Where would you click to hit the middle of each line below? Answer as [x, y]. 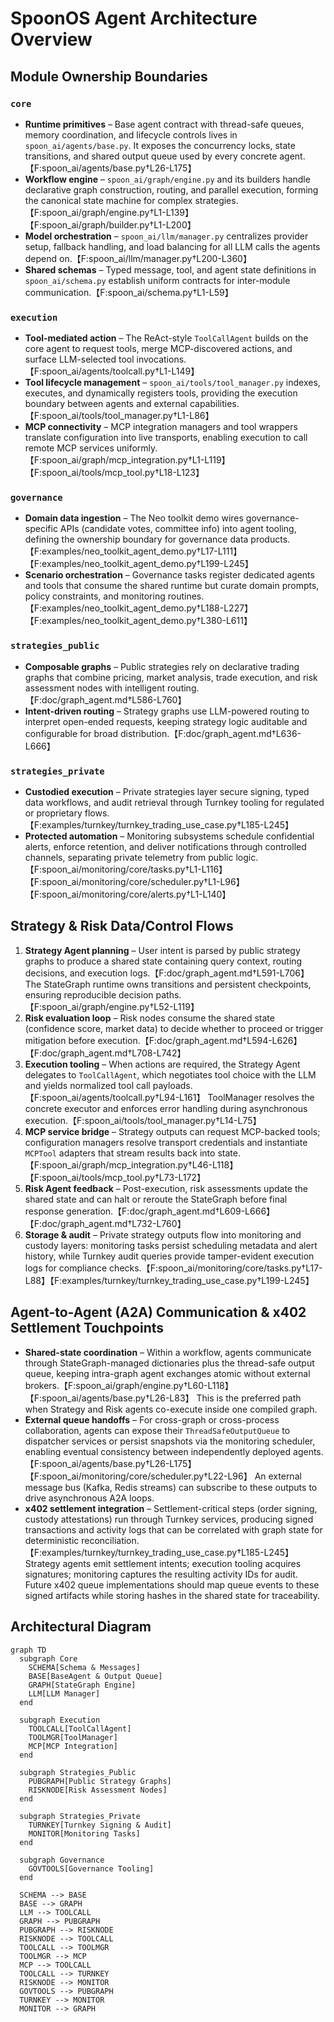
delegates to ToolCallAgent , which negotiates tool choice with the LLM [170, 1074]
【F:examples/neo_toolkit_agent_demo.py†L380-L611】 [138, 621]
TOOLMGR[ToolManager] [73, 1737]
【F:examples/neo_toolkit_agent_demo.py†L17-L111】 [133, 551]
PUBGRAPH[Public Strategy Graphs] [100, 1781]
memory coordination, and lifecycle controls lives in [131, 134]
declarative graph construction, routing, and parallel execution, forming [171, 189]
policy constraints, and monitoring [95, 596]
